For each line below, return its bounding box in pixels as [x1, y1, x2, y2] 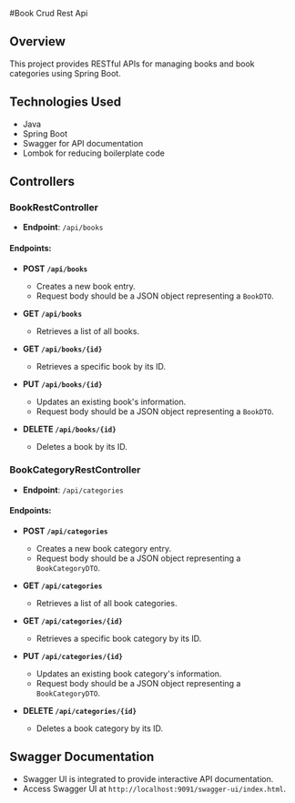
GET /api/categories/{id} [22, 615, 123, 626]
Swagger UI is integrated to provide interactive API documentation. [22, 773, 274, 784]
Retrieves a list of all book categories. [36, 598, 178, 609]
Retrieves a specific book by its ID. [36, 361, 167, 371]
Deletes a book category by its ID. [36, 723, 164, 734]
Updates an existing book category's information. [36, 668, 222, 679]
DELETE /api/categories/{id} [22, 706, 137, 717]
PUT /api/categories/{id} [22, 651, 123, 662]
